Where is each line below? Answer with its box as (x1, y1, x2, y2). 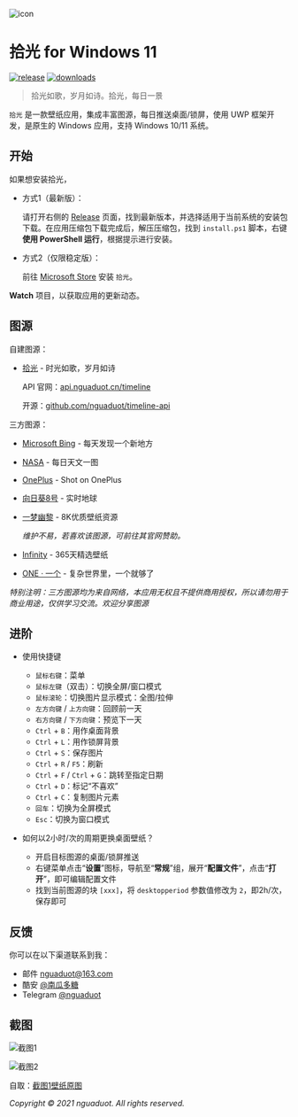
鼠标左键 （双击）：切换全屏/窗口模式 (34, 681, 162, 692)
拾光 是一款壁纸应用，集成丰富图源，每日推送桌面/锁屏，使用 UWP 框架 (9, 109, 267, 120)
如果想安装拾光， (9, 174, 72, 184)
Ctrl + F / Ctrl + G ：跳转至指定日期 (34, 770, 164, 780)
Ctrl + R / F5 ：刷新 (34, 758, 103, 770)
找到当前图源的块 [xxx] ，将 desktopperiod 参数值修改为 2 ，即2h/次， (34, 885, 287, 896)
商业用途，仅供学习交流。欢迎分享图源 (9, 598, 149, 609)
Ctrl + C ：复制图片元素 (34, 792, 119, 803)
